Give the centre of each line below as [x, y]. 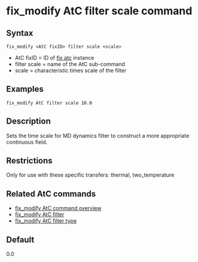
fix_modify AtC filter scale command [99, 11]
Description [28, 121]
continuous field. [27, 142]
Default [20, 240]
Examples [25, 89]
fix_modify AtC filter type [46, 221]
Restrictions [29, 161]
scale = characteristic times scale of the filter [71, 70]
